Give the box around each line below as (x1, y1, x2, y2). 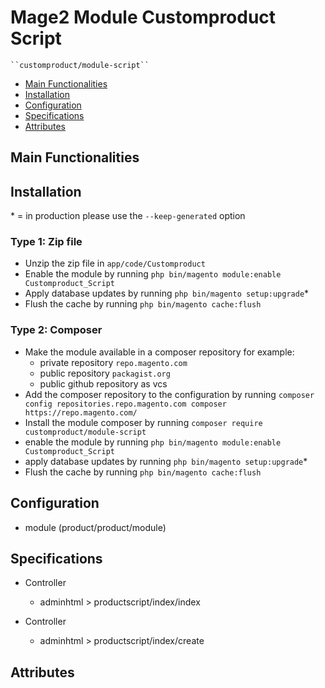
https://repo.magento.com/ (24, 407, 138, 418)
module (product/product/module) (24, 521, 167, 533)
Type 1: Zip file (10, 235, 83, 249)
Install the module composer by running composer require (24, 416, 263, 428)
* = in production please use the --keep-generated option (10, 210, 246, 222)
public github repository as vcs (39, 377, 168, 390)
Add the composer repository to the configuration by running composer (24, 388, 315, 400)
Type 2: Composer (10, 323, 103, 337)
